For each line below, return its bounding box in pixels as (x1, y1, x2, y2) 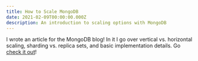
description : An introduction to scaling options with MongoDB (6, 20, 167, 25)
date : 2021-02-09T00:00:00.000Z (6, 14, 86, 20)
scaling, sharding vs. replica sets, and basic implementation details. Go (6, 42, 181, 49)
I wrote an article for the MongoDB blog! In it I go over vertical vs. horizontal (6, 36, 193, 43)
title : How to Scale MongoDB (6, 8, 79, 15)
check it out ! (6, 49, 37, 56)
